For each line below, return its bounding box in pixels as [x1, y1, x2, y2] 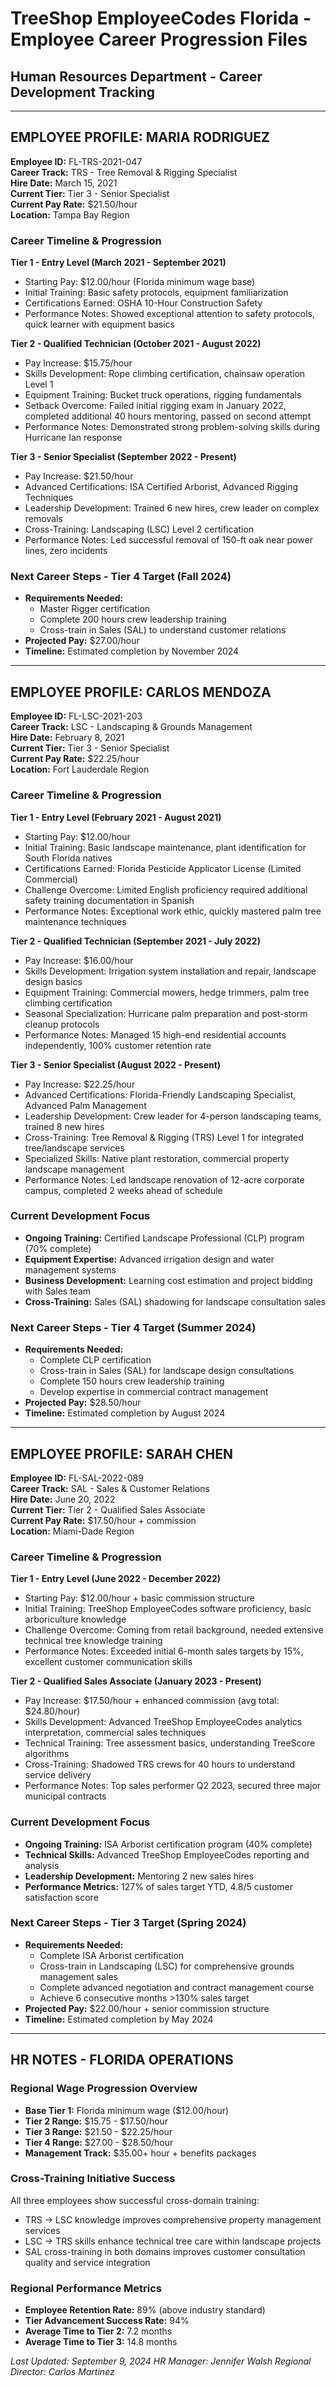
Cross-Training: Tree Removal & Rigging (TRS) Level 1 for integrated [24, 1131, 304, 1143]
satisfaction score [24, 1891, 99, 1903]
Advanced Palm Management [24, 1099, 147, 1111]
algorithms [24, 1748, 70, 1760]
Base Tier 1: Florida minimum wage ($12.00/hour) [24, 2104, 230, 2116]
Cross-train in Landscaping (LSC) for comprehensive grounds [39, 1960, 295, 1972]
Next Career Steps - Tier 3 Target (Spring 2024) [10, 1916, 247, 1930]
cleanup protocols [24, 1018, 100, 1030]
